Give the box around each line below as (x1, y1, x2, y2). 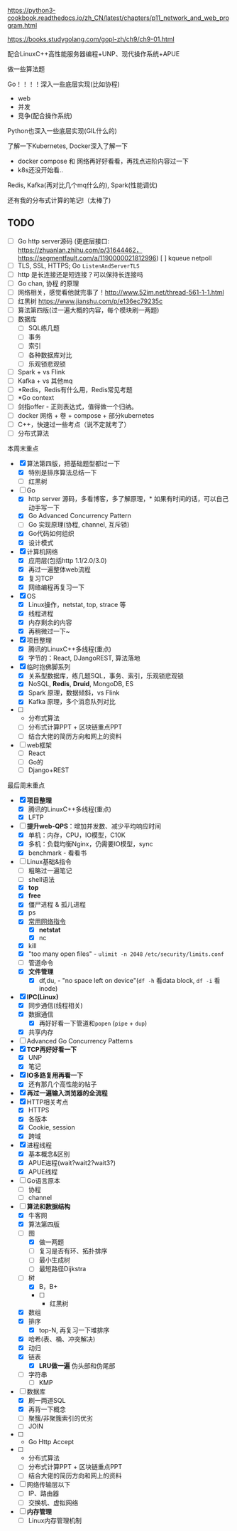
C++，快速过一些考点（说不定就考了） (17, 420, 131, 428)
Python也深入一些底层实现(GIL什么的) (7, 127, 117, 135)
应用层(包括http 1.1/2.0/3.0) (28, 556, 107, 564)
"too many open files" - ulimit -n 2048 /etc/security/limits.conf (28, 949, 225, 958)
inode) (38, 984, 58, 992)
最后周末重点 (7, 781, 45, 789)
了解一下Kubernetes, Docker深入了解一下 (7, 142, 128, 150)
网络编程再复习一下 (28, 583, 85, 591)
